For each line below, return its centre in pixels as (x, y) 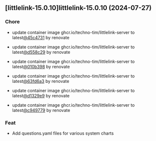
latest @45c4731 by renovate (41, 37)
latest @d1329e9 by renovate (41, 95)
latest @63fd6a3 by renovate (41, 81)
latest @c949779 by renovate (41, 110)
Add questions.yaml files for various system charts (63, 133)
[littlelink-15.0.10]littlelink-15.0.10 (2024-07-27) (78, 8)
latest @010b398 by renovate (41, 66)
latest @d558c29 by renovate (41, 52)
